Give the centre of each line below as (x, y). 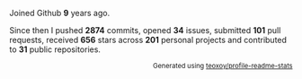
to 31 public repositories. (55, 49)
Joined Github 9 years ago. (60, 13)
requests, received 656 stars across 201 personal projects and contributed (148, 40)
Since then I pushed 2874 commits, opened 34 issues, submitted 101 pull (145, 30)
